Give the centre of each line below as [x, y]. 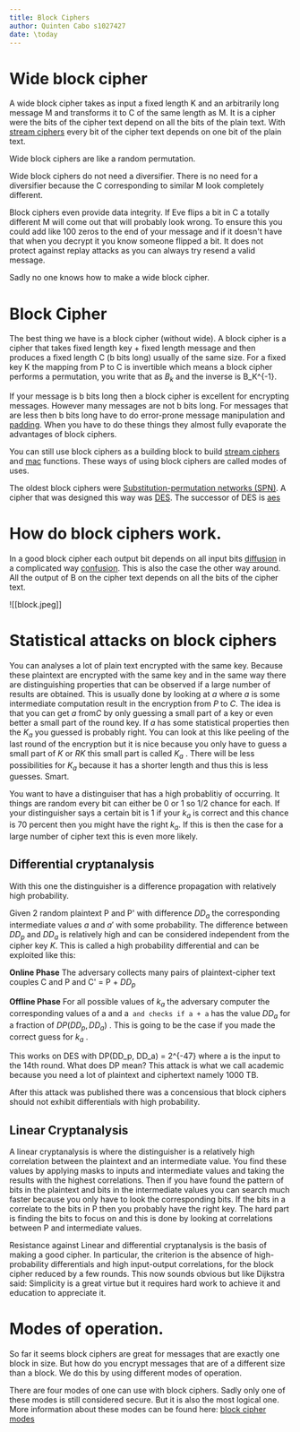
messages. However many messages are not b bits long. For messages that [149, 406]
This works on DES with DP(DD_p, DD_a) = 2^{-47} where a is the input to [145, 1056]
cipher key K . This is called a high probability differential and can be [134, 945]
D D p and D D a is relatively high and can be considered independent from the [150, 935]
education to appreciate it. [58, 1293]
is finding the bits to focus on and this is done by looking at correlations [141, 1219]
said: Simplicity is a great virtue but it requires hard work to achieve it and [145, 1283]
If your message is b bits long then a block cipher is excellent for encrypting [149, 396]
